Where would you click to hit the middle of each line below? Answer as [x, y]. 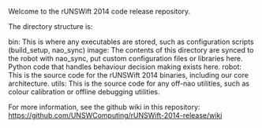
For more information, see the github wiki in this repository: [104, 107]
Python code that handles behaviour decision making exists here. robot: [125, 67]
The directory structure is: [51, 26]
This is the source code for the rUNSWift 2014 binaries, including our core [128, 75]
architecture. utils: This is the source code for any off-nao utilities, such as [129, 83]
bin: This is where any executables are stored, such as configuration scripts [131, 42]
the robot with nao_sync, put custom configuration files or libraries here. [125, 59]
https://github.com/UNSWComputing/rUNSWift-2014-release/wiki [115, 115]
